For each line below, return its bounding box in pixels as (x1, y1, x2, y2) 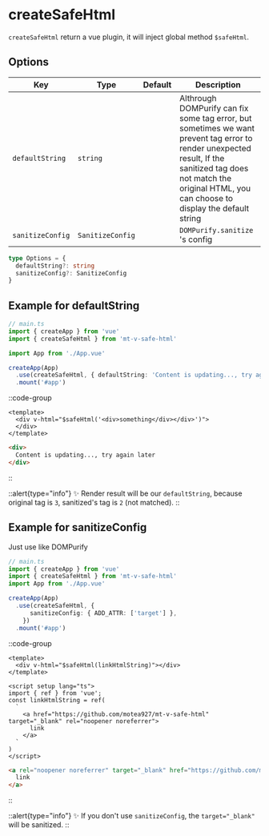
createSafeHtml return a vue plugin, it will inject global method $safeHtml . (8, 32, 250, 42)
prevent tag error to (179, 132, 253, 143)
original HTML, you (179, 183, 251, 194)
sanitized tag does (179, 163, 249, 174)
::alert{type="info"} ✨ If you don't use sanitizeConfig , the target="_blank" (8, 811, 255, 821)
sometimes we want (179, 123, 255, 134)
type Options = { (8, 254, 66, 262)
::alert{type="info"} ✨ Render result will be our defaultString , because (8, 488, 243, 498)
